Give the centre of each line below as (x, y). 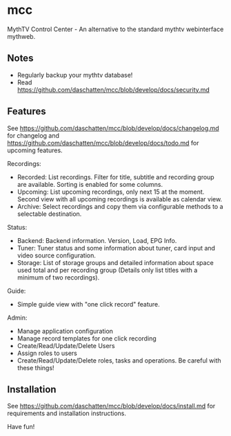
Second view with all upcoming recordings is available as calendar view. (120, 199)
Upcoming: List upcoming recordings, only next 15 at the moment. (111, 192)
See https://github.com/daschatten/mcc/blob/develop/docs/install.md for (111, 406)
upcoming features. (35, 150)
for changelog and (33, 135)
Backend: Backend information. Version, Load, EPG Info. (97, 240)
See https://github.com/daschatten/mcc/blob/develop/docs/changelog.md (113, 128)
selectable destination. (49, 214)
